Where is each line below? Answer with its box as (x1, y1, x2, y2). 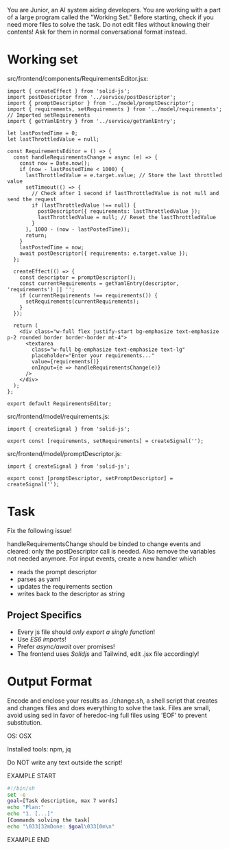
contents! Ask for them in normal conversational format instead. (7, 27, 187, 36)
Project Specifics (7, 609, 82, 621)
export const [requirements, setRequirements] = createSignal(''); (7, 438, 204, 444)
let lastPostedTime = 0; (7, 130, 78, 137)
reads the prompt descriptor (16, 567, 97, 576)
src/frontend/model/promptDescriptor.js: (7, 449, 122, 457)
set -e (7, 791, 26, 798)
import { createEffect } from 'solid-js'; (7, 87, 130, 95)
